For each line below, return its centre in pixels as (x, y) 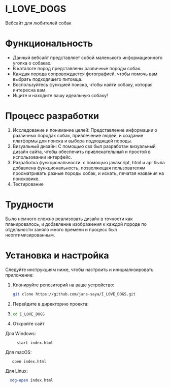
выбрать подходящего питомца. (47, 79)
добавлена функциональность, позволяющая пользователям (79, 168)
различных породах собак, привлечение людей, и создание (78, 135)
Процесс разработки (52, 116)
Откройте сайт (28, 324)
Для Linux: (16, 371)
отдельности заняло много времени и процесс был (61, 229)
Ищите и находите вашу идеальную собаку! (60, 95)
